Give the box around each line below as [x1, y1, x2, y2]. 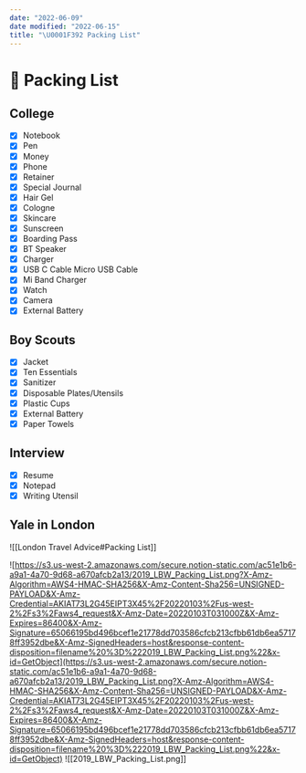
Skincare [22, 212, 57, 224]
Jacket [22, 357, 48, 368]
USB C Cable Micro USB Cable [22, 264, 139, 275]
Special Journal [22, 182, 82, 193]
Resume [22, 469, 54, 480]
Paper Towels [22, 418, 75, 429]
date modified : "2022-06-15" [9, 22, 121, 31]
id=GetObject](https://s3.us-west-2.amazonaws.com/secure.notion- [9, 656, 268, 667]
